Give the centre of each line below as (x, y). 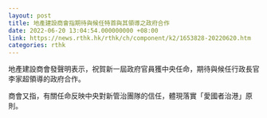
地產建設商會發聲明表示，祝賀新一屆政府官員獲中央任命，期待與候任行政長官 (134, 69)
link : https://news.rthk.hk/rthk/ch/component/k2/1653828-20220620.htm (130, 38)
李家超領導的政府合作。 (47, 79)
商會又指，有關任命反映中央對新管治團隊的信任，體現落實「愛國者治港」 (127, 96)
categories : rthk (37, 45)
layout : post (30, 16)
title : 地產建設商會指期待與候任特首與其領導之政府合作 (89, 23)
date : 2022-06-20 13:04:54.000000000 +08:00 (83, 30)
